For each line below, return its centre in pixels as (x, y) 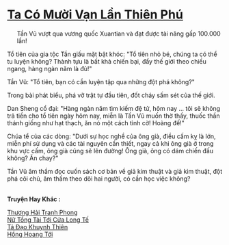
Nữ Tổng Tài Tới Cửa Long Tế (48, 220)
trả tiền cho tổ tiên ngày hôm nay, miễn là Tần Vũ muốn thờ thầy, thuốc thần (113, 116)
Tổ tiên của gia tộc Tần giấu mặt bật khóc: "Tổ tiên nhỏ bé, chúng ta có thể (112, 54)
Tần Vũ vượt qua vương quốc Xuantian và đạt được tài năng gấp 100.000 (119, 34)
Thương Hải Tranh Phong (42, 212)
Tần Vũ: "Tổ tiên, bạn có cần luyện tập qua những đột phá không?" (101, 81)
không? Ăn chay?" (33, 158)
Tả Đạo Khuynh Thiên (38, 227)
